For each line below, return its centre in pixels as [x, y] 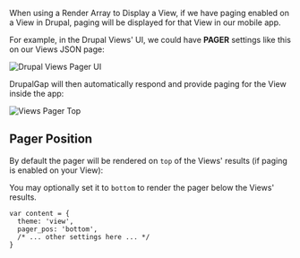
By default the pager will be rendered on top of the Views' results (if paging [149, 160]
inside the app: [37, 94]
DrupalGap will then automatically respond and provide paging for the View [148, 84]
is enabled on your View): [56, 170]
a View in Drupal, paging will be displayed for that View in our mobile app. [145, 22]
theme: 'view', [46, 221]
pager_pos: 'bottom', [58, 229]
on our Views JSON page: [57, 49]
